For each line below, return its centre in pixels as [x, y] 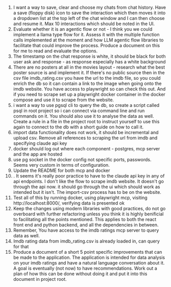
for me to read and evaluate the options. [55, 51]
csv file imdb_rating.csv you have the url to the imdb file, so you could [87, 78]
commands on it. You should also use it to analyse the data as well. [84, 116]
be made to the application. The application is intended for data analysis [89, 257]
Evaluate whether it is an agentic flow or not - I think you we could [83, 29]
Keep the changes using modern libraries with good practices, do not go [89, 208]
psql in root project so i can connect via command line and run [79, 111]
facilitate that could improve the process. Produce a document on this [87, 45]
